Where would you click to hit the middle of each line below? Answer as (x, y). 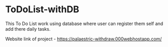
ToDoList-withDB (42, 9)
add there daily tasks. (28, 29)
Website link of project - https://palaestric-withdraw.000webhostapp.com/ (83, 39)
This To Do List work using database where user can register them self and (84, 24)
